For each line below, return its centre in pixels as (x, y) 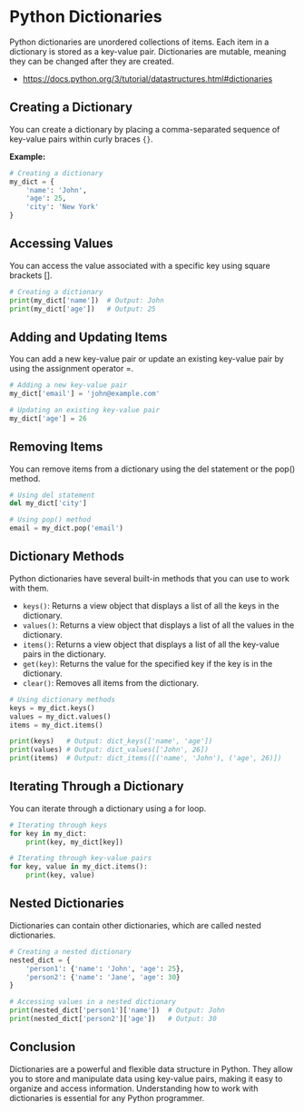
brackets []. (31, 275)
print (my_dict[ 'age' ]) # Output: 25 (83, 309)
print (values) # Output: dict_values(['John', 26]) (109, 750)
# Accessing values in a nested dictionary (93, 1002)
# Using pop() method (50, 520)
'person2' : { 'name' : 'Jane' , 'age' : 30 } (103, 977)
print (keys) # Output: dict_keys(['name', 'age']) (111, 741)
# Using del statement (52, 495)
